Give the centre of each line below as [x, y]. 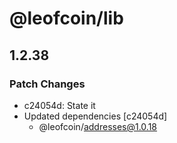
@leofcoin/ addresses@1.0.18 [98, 126]
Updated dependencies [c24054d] [95, 116]
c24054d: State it [59, 105]
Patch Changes [47, 84]
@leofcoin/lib [66, 18]
